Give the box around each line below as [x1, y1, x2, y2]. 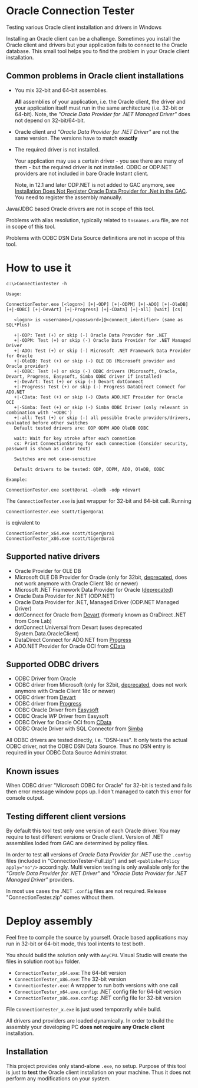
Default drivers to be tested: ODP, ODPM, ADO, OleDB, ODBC [14, 466, 165, 472]
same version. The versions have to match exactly [14, 134, 138, 141]
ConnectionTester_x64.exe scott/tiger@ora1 [6, 530, 115, 536]
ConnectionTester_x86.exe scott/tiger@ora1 [6, 535, 115, 542]
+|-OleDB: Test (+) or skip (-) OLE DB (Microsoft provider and [14, 358, 176, 364]
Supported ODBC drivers [6, 659, 99, 670]
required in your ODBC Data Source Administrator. [6, 749, 128, 756]
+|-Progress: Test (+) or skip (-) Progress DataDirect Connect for [14, 384, 186, 390]
